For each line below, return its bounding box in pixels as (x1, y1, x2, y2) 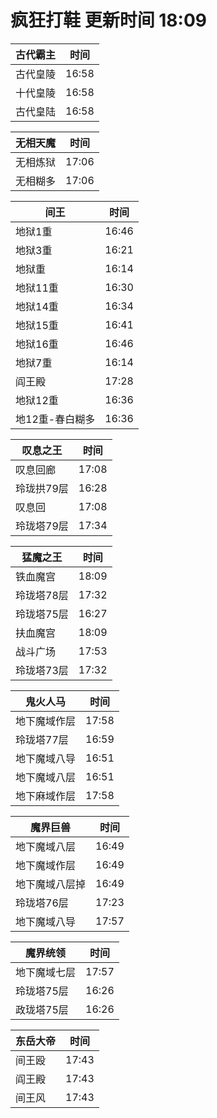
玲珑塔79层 (15, 519, 69, 533)
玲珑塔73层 (15, 663, 69, 677)
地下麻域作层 (15, 789, 77, 803)
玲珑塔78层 (15, 588, 69, 602)
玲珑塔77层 (15, 732, 69, 746)
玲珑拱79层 (15, 481, 69, 495)
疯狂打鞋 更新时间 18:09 (10, 9, 207, 32)
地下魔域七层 (15, 965, 77, 979)
